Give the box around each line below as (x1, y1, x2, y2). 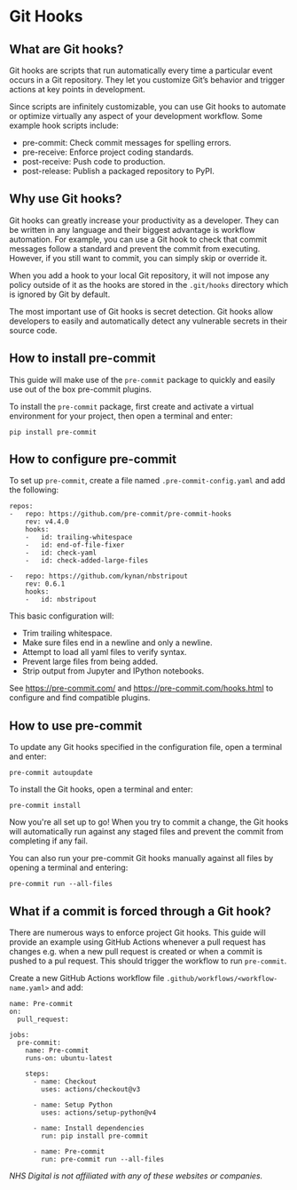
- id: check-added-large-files (25, 556, 149, 565)
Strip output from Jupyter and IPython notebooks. (21, 666, 205, 676)
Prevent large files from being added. (21, 656, 159, 667)
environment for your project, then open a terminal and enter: (9, 411, 233, 421)
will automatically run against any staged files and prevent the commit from (9, 827, 284, 837)
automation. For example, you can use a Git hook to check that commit (9, 234, 268, 244)
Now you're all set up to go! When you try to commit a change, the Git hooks (9, 817, 289, 827)
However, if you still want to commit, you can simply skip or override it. (9, 252, 268, 263)
